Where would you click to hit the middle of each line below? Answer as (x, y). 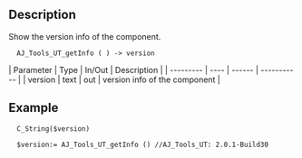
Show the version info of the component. (85, 36)
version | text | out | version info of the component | (124, 79)
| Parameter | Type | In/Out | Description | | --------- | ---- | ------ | (134, 70)
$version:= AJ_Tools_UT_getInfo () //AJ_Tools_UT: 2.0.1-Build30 (143, 144)
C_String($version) (54, 129)
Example (34, 108)
